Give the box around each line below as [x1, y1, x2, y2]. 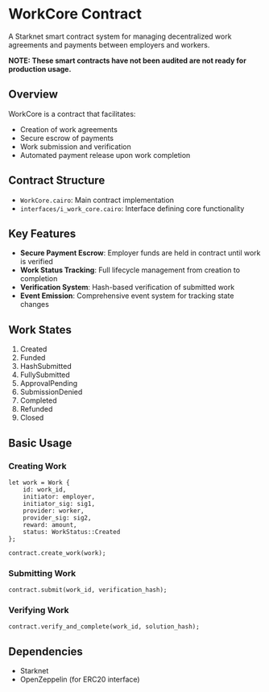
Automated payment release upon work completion [19, 150, 191, 160]
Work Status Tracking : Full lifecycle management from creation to [19, 265, 240, 275]
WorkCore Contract [8, 5, 143, 23]
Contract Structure [8, 174, 106, 188]
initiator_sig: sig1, [23, 499, 95, 508]
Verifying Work [8, 605, 69, 616]
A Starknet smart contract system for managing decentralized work [8, 31, 232, 41]
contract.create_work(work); [8, 549, 106, 557]
